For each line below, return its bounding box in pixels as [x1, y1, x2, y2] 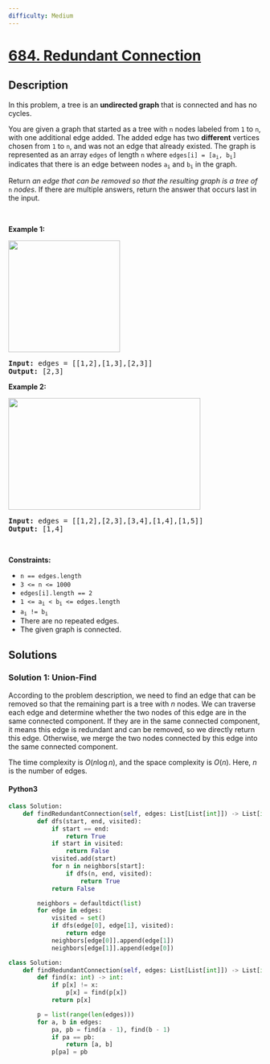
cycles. [8, 108, 32, 118]
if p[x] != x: [51, 981, 99, 989]
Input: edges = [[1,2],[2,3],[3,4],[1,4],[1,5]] [8, 516, 203, 526]
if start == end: [51, 825, 110, 833]
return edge [65, 929, 106, 938]
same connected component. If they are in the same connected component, [8, 716, 260, 726]
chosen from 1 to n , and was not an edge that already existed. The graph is [8, 141, 256, 151]
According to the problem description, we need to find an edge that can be [8, 690, 256, 700]
